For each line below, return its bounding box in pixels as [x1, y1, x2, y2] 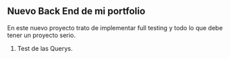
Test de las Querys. [17, 44, 73, 52]
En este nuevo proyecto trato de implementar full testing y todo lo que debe [7, 23, 223, 32]
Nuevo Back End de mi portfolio [7, 5, 145, 17]
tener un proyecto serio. [7, 31, 76, 39]
